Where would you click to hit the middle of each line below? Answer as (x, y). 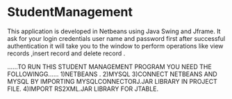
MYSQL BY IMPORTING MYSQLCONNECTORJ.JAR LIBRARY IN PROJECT (112, 81)
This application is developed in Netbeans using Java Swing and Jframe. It (114, 31)
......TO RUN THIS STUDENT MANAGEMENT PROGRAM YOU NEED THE (109, 66)
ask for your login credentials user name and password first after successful (116, 38)
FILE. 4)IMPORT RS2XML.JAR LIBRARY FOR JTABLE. (83, 89)
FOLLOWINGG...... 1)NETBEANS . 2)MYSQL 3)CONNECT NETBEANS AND (112, 74)
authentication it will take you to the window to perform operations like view (115, 46)
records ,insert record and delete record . (66, 53)
